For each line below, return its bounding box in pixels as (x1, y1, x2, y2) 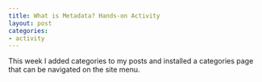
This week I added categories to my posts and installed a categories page (8, 56, 254, 66)
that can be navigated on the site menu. (8, 65, 140, 75)
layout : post (8, 19, 52, 27)
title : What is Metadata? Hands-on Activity (8, 11, 160, 20)
